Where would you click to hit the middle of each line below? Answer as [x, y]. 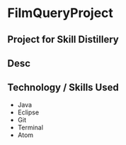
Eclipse [28, 112]
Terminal [30, 127]
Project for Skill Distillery [63, 39]
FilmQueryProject [60, 13]
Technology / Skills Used [63, 88]
